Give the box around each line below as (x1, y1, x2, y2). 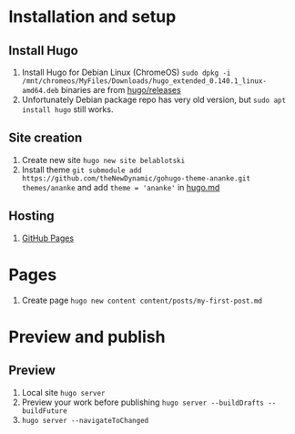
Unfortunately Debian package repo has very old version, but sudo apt (21, 94, 287, 105)
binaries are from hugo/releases (61, 85, 181, 95)
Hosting (8, 208, 56, 224)
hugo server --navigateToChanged (21, 416, 149, 425)
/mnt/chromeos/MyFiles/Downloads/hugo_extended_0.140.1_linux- (21, 77, 268, 86)
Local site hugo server (21, 387, 106, 398)
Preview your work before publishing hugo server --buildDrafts (21, 397, 265, 408)
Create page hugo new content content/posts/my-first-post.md (21, 294, 263, 305)
